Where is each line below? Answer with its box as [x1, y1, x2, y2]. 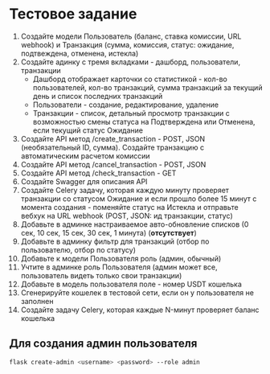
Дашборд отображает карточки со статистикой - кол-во [32, 74, 227, 84]
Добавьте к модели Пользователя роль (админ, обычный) [20, 253, 222, 263]
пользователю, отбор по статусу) [20, 245, 136, 254]
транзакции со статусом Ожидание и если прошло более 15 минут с [20, 194, 257, 203]
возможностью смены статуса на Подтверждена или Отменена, [32, 117, 256, 126]
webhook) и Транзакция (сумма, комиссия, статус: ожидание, [20, 39, 235, 49]
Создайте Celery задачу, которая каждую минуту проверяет [20, 185, 230, 195]
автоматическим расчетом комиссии [20, 150, 151, 161]
